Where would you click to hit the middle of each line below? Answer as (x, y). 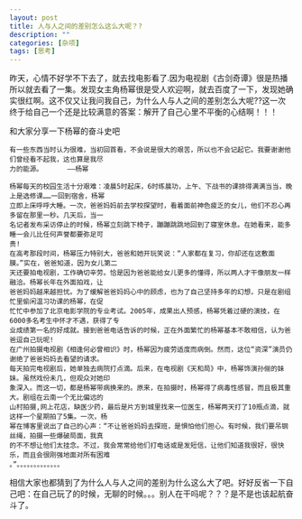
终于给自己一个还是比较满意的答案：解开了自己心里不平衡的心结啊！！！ (143, 112)
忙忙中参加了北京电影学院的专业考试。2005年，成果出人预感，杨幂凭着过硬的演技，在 (145, 311)
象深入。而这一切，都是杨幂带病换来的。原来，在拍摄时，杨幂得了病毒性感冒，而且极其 (147, 388)
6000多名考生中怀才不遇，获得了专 (64, 321)
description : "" (40, 34)
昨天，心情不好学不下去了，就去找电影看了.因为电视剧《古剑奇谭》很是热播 (149, 79)
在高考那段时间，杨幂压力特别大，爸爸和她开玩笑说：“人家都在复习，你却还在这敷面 (142, 254)
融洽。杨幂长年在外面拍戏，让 (56, 283)
